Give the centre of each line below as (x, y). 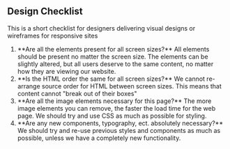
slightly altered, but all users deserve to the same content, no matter (115, 64)
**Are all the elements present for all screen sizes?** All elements (113, 49)
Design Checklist (45, 11)
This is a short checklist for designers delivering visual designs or (101, 28)
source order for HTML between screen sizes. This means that (131, 86)
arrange (29, 86)
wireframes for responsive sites (53, 36)
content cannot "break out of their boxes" (77, 93)
